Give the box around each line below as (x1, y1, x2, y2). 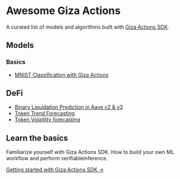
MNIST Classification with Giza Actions (14, 71, 109, 78)
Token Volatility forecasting (14, 116, 81, 123)
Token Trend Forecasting (14, 110, 75, 117)
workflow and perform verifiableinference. (6, 155, 108, 162)
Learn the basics (6, 133, 68, 143)
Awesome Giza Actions (6, 4, 121, 18)
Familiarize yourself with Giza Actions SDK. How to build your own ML (6, 149, 174, 156)
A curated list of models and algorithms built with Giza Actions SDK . (6, 23, 169, 30)
